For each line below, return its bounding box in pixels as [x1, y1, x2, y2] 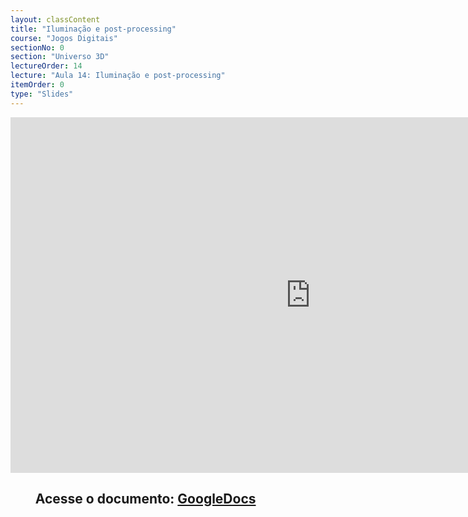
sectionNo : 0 [10, 42, 65, 53]
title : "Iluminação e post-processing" [10, 24, 177, 34]
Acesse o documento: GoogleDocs [34, 491, 257, 508]
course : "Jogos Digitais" [10, 33, 118, 43]
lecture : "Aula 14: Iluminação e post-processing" [10, 71, 226, 81]
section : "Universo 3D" [10, 52, 110, 62]
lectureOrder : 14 [10, 61, 83, 71]
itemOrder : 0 [10, 80, 65, 90]
